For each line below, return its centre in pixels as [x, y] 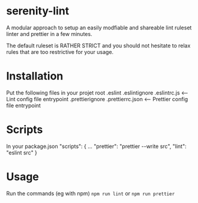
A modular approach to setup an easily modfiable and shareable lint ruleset [99, 28]
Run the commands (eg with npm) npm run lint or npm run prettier [91, 193]
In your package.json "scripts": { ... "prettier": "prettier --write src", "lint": [97, 146]
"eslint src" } [22, 152]
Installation [35, 76]
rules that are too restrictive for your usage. [60, 51]
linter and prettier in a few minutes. [49, 34]
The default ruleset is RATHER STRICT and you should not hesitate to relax [98, 46]
